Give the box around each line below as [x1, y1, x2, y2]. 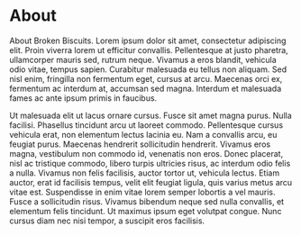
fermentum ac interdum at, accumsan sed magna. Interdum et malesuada [9, 83, 282, 94]
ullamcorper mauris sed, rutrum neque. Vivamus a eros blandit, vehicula [9, 54, 277, 65]
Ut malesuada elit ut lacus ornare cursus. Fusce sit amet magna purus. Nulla [9, 110, 293, 121]
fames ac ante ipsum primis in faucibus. [9, 92, 158, 104]
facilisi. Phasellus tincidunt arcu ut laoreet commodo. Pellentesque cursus [9, 119, 284, 131]
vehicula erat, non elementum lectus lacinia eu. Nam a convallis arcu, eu [9, 129, 278, 140]
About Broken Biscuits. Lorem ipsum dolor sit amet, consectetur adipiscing [9, 35, 287, 46]
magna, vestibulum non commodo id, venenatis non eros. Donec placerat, [9, 148, 284, 158]
